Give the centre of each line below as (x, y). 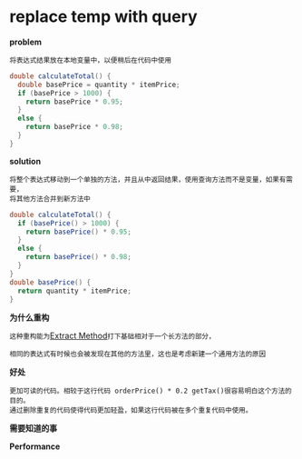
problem (26, 42)
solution (25, 161)
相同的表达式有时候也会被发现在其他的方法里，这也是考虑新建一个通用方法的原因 (137, 354)
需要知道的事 (33, 428)
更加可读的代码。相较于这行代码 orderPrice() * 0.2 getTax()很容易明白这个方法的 (151, 391)
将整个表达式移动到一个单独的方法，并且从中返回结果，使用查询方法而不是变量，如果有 (148, 179)
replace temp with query (103, 17)
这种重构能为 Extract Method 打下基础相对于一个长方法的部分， (112, 336)
